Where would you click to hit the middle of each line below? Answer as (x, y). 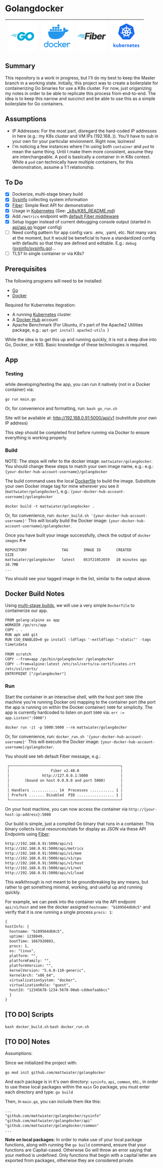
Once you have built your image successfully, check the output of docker (78, 535)
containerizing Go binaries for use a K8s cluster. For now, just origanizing (78, 88)
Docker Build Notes (35, 594)
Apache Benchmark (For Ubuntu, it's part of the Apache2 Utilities (77, 324)
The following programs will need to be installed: (54, 281)
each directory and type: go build (39, 1092)
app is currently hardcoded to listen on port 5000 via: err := (65, 712)
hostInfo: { (17, 926)
